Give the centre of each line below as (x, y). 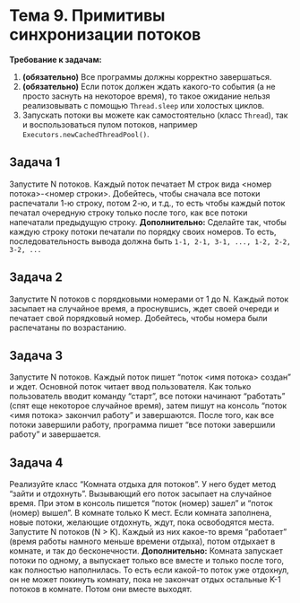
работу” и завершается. (55, 434)
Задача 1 (35, 162)
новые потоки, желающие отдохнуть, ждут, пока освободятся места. (142, 522)
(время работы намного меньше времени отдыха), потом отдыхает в (142, 542)
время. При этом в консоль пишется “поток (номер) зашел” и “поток (141, 503)
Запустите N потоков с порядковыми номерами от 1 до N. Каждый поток (149, 299)
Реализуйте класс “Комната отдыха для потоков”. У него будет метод (142, 485)
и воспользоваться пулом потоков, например (110, 124)
